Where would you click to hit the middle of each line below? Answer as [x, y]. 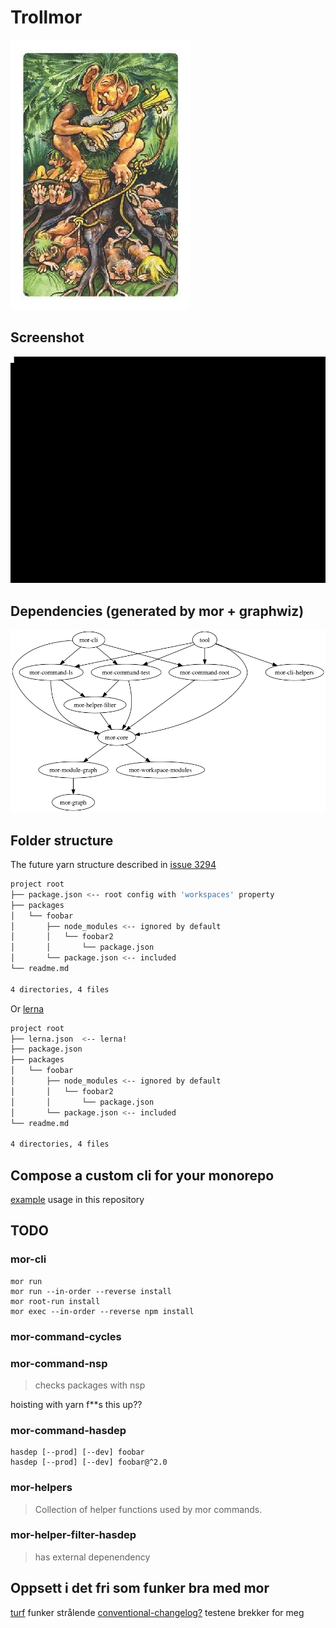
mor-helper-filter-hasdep [73, 1535]
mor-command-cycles [66, 1336]
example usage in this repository [77, 1199]
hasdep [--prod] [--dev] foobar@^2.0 [89, 1462]
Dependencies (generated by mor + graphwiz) [157, 611]
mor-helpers [41, 1488]
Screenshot [47, 337]
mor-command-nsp [59, 1363]
